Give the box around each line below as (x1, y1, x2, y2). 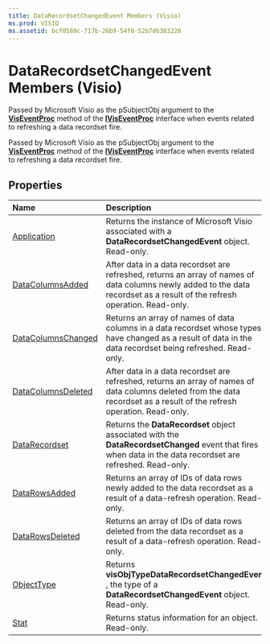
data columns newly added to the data (105, 279, 251, 291)
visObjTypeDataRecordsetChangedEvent (105, 569, 267, 580)
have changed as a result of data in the (105, 332, 253, 344)
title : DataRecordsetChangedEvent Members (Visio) (8, 11, 182, 20)
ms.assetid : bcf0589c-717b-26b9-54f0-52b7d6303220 (8, 27, 182, 35)
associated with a (105, 226, 172, 237)
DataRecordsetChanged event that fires (105, 440, 259, 451)
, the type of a (105, 579, 158, 590)
